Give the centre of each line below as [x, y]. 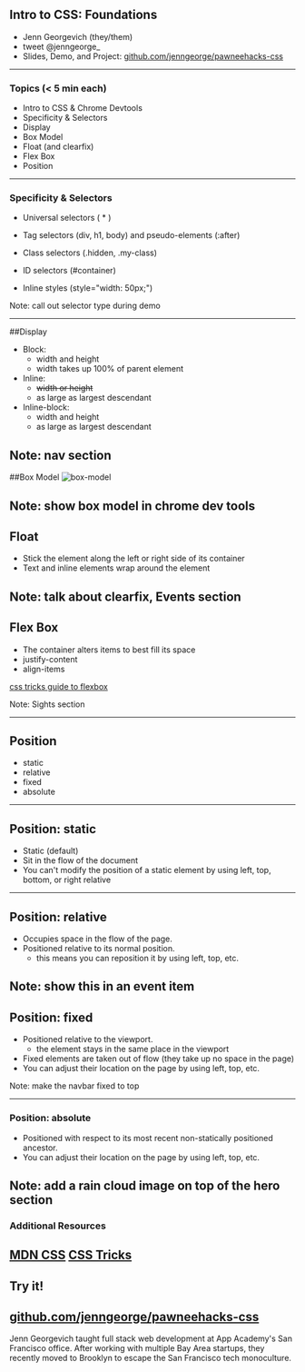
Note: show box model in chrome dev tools [133, 506]
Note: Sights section [47, 704]
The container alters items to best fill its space [109, 650]
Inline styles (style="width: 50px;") [88, 288]
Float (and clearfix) [58, 147]
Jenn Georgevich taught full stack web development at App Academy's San [151, 1338]
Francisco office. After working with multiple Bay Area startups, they [137, 1348]
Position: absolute [50, 1118]
